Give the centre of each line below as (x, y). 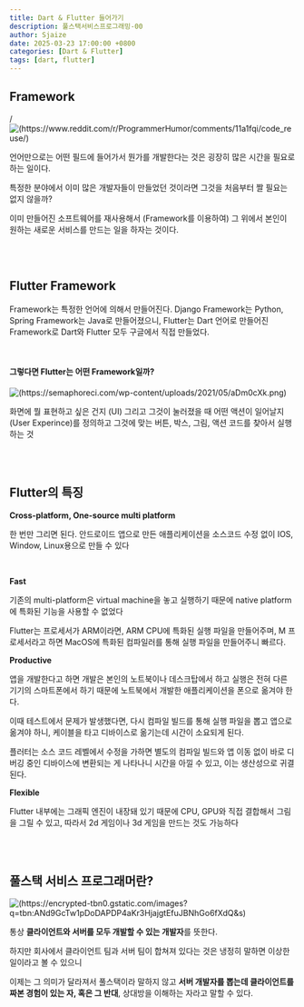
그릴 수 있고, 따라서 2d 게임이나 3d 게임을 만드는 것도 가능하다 (128, 823)
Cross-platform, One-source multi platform (93, 515)
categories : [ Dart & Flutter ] (67, 52)
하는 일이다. (30, 168)
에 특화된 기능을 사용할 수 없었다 (67, 611)
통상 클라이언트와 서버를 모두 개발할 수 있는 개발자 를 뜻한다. (113, 932)
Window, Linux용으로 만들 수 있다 (69, 545)
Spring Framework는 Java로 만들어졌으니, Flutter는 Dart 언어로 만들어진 (139, 320)
